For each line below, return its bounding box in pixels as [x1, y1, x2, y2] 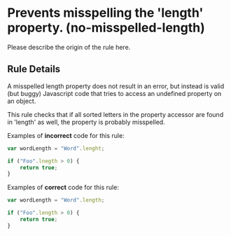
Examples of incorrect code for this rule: [7, 131, 125, 139]
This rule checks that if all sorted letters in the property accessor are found [7, 110, 224, 118]
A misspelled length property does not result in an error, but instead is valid [7, 82, 225, 90]
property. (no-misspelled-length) [7, 20, 205, 36]
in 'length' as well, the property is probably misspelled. [7, 118, 166, 126]
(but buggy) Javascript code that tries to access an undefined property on [7, 89, 222, 97]
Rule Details [7, 63, 61, 75]
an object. [7, 97, 36, 105]
